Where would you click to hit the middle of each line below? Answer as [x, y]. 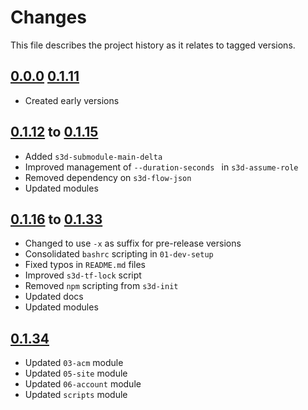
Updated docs [54, 297]
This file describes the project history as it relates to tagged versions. [153, 45]
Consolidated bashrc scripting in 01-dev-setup [119, 254]
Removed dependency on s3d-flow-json [108, 177]
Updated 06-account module [83, 384]
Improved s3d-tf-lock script [83, 275]
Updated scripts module [76, 395]
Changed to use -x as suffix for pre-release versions [133, 243]
